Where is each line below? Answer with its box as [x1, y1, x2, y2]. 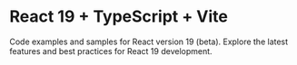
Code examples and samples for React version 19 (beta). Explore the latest [9, 36, 289, 47]
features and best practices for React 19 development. [9, 45, 213, 56]
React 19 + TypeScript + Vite [9, 6, 229, 27]
